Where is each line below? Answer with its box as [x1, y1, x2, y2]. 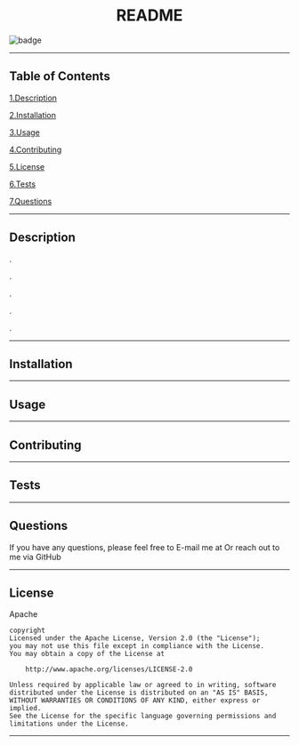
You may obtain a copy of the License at [9, 650, 166, 659]
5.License [9, 161, 45, 172]
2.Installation [9, 109, 56, 120]
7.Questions [9, 196, 53, 206]
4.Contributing [9, 144, 62, 155]
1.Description [9, 92, 58, 103]
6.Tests [9, 179, 36, 189]
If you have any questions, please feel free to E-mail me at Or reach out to [9, 541, 280, 552]
